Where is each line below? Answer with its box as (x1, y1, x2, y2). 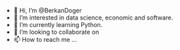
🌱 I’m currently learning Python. (13, 21, 103, 28)
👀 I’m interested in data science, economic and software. (13, 14, 174, 22)
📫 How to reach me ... (13, 36, 77, 43)
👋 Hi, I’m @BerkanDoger (13, 7, 82, 14)
